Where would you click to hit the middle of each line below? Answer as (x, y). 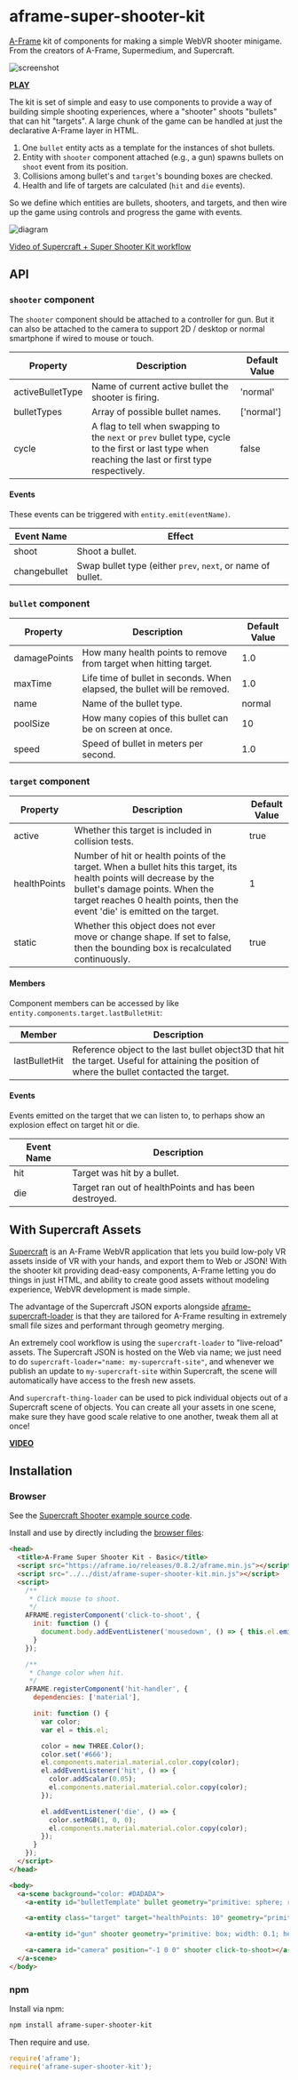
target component (50, 781)
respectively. (118, 470)
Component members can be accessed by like (94, 1003)
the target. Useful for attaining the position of (166, 1060)
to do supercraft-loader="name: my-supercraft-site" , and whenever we (142, 1361)
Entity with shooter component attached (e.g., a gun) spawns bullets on (153, 156)
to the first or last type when (150, 448)
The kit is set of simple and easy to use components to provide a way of (141, 102)
